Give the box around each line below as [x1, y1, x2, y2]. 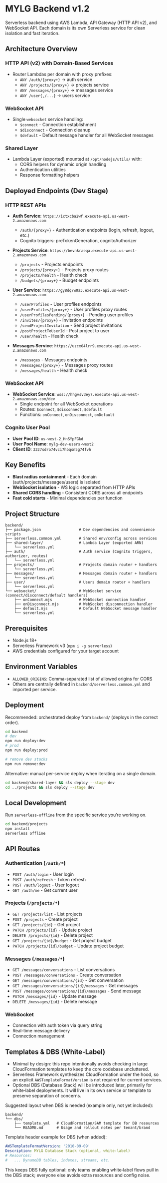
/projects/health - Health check [19, 272, 88, 278]
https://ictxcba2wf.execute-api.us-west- [42, 214, 130, 219]
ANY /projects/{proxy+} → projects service [19, 82, 109, 88]
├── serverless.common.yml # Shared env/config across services [5, 536, 157, 541]
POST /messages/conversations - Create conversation [12, 972, 121, 978]
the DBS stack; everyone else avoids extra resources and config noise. [5, 1172, 151, 1178]
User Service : [12, 287, 41, 293]
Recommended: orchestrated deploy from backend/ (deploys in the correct [5, 714, 158, 720]
